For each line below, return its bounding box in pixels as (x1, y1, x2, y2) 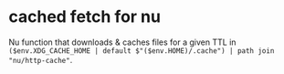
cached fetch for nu (8, 6, 162, 27)
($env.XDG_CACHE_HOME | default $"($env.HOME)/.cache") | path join (8, 46, 275, 56)
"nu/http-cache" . (8, 54, 73, 65)
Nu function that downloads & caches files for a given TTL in (8, 37, 237, 48)
